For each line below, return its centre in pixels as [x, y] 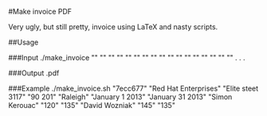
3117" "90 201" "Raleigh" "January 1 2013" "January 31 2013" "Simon [120, 97]
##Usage [24, 42]
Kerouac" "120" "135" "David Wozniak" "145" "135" [92, 105]
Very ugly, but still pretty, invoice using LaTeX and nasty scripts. [113, 27]
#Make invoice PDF [40, 12]
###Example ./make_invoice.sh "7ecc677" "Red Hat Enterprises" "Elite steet [133, 88]
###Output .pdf [34, 73]
